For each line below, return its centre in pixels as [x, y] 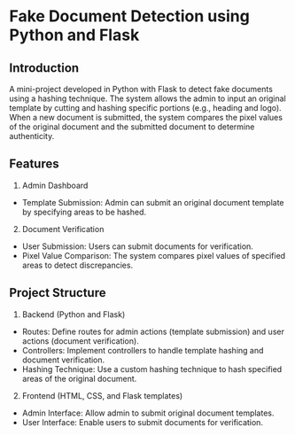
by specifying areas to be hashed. [84, 212]
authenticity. [32, 136]
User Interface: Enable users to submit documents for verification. [143, 422]
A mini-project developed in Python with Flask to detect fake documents [141, 89]
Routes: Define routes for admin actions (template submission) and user [153, 331]
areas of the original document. [79, 378]
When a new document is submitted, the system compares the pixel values [146, 117]
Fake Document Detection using [129, 16]
